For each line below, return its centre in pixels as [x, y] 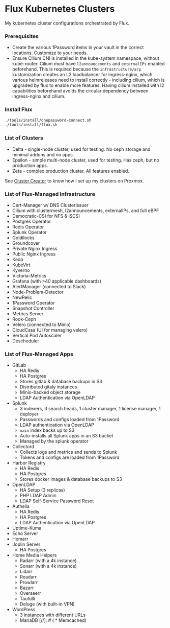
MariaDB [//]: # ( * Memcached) [53, 620]
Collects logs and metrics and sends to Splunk [68, 452]
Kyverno [21, 270]
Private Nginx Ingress [35, 248]
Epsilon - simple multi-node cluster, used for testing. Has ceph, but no [86, 160]
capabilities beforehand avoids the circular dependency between [80, 91]
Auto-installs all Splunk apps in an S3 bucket [66, 436]
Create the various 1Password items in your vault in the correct [78, 48]
